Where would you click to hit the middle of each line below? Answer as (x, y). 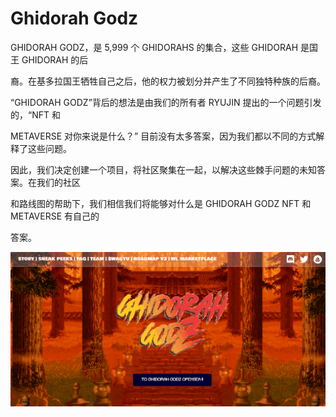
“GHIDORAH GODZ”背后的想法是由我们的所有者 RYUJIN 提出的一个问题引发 (166, 102)
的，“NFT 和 (35, 114)
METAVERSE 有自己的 (55, 216)
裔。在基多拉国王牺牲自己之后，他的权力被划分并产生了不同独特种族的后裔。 (168, 81)
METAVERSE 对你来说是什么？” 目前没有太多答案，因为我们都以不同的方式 (163, 136)
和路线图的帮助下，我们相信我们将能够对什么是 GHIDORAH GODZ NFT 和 (161, 203)
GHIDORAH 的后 (55, 59)
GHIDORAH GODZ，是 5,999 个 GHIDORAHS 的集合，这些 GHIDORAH (154, 47)
